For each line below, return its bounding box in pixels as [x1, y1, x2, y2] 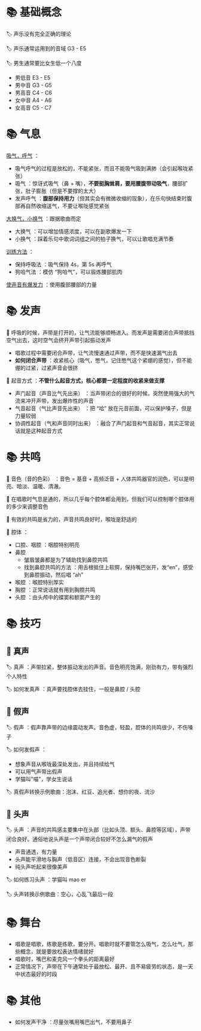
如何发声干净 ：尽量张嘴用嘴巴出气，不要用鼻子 [14, 1018, 132, 1026]
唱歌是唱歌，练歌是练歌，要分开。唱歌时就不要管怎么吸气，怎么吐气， [14, 940, 188, 948]
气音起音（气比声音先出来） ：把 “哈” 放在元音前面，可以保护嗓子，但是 [14, 404, 192, 411]
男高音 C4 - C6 [14, 89, 53, 96]
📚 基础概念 [6, 5, 62, 19]
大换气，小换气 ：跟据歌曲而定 [6, 215, 81, 222]
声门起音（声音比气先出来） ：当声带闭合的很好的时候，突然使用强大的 [14, 389, 190, 396]
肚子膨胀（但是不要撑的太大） [25, 187, 99, 194]
